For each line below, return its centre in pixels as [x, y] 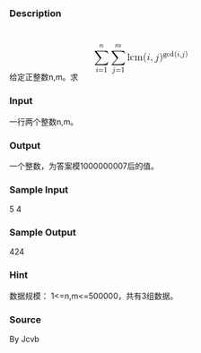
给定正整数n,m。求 [44, 77]
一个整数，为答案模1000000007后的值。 [84, 166]
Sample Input [39, 189]
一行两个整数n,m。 [44, 121]
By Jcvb [25, 340]
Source [26, 319]
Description [35, 13]
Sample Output [43, 233]
